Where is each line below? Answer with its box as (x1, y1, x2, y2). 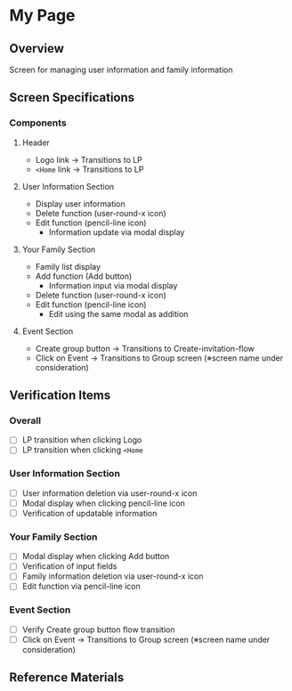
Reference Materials (9, 670, 125, 686)
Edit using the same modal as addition (48, 308, 189, 319)
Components (9, 117, 67, 129)
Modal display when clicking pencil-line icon (21, 498, 185, 508)
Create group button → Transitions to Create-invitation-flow (35, 343, 255, 354)
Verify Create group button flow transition (21, 624, 175, 635)
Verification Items (9, 388, 111, 403)
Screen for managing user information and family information (9, 64, 233, 75)
